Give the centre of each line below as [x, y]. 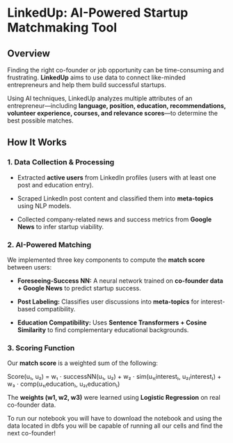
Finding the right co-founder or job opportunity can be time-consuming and [116, 70]
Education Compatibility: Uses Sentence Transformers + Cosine [112, 322]
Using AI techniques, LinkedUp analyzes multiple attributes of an [100, 98]
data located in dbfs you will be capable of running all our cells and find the [115, 426]
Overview [29, 53]
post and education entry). [55, 185]
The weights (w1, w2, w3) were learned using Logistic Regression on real [114, 398]
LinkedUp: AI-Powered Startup [98, 13]
